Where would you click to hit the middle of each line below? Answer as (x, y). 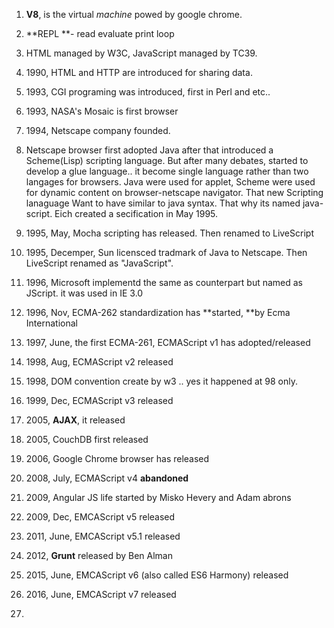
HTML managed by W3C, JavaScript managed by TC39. (141, 53)
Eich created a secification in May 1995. (136, 213)
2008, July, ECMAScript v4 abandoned (107, 478)
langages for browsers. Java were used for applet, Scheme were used (170, 182)
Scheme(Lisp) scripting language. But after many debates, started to (167, 160)
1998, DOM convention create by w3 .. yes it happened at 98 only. (161, 381)
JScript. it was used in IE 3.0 (84, 293)
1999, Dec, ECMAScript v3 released (99, 400)
